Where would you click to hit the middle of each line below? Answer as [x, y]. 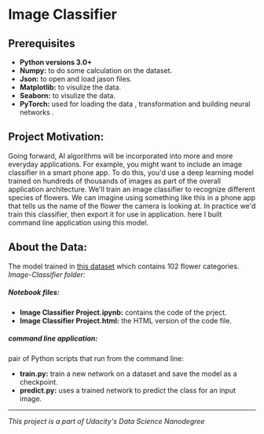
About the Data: [48, 248]
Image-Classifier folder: [47, 274]
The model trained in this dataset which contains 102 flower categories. [124, 266]
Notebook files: [34, 293]
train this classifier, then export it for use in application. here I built [115, 214]
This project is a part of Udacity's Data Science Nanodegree [106, 421]
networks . [37, 112]
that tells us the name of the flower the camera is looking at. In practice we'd [132, 206]
